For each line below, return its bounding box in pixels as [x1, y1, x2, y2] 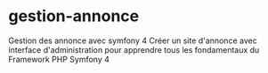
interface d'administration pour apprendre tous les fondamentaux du [8, 44, 260, 55]
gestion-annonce [8, 6, 140, 26]
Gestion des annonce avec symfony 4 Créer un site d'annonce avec [8, 35, 257, 46]
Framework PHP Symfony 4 [8, 54, 110, 64]
